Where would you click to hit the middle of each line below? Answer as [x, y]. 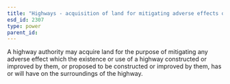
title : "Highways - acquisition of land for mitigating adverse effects [113, 13]
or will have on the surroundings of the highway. [75, 74]
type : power [24, 26]
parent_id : [23, 32]
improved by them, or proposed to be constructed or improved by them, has [114, 66]
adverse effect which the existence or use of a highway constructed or [107, 59]
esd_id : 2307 [26, 20]
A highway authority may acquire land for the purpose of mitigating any [108, 52]
